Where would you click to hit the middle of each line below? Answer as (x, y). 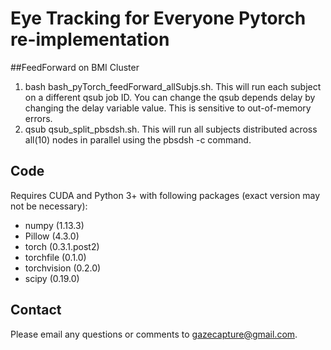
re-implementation (90, 39)
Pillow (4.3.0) (52, 236)
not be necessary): (49, 206)
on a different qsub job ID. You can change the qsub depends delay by (170, 97)
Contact (36, 310)
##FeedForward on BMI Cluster (75, 67)
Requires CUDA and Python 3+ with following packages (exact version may (165, 195)
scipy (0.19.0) (52, 278)
